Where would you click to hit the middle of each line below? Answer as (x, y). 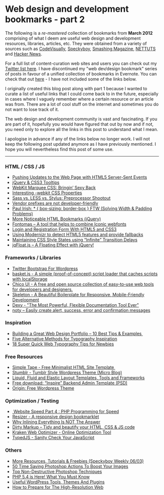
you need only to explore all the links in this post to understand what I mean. (82, 129)
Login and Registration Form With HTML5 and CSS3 (64, 230)
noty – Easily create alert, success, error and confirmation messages (81, 310)
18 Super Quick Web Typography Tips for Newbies (63, 344)
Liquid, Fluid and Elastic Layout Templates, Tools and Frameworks (78, 378)
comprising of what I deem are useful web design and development (73, 38)
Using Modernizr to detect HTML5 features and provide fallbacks (78, 234)
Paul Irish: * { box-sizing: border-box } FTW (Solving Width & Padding (82, 208)
